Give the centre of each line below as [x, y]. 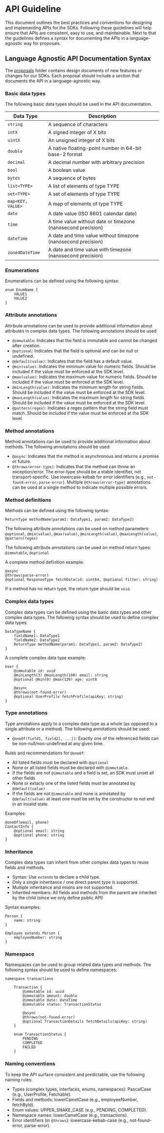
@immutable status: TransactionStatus [62, 1005]
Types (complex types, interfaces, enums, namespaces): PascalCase [82, 1089]
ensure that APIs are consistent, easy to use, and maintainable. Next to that [81, 33]
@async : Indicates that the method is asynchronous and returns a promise [85, 456]
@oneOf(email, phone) [27, 822]
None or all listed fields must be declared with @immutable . [70, 768]
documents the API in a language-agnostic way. [53, 81]
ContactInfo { [20, 827]
